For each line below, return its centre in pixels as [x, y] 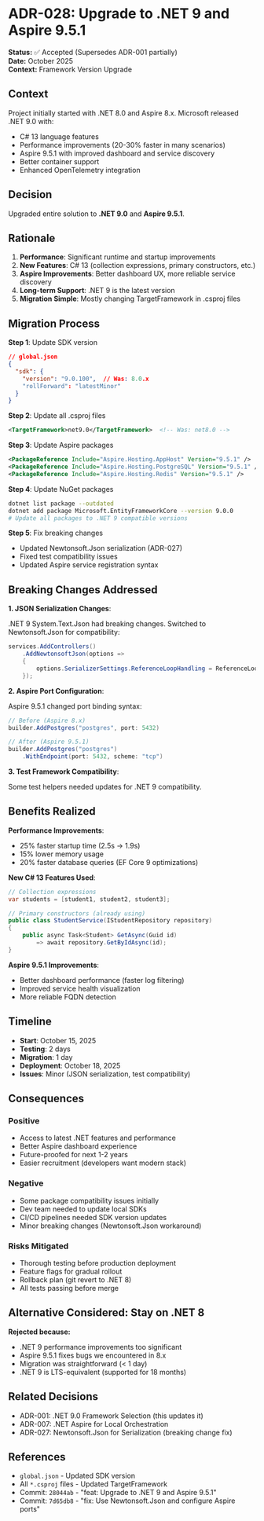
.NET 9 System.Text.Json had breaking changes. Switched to [107, 624]
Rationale [32, 238]
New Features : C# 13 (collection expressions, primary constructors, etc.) [137, 266]
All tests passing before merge [69, 1288]
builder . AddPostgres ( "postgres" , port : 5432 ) [84, 728]
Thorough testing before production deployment [98, 1263]
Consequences [46, 1099]
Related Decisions [53, 1396]
